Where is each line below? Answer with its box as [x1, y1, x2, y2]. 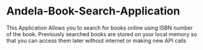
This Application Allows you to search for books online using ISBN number [6, 24, 193, 31]
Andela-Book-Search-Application [6, 4, 180, 18]
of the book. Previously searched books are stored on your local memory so [6, 30, 198, 37]
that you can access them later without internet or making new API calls [6, 37, 187, 44]
